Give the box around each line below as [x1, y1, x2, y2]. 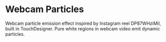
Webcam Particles [5, 4, 84, 15]
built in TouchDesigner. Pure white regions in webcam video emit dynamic [5, 25, 160, 31]
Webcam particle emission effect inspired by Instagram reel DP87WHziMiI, [5, 20, 161, 26]
